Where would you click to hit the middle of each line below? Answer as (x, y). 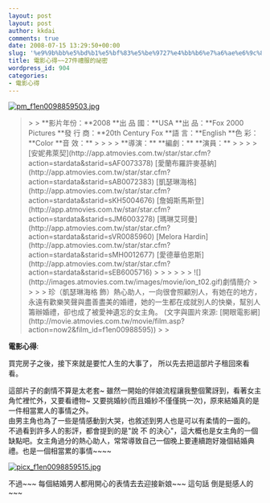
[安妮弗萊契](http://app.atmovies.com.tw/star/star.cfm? (119, 153)
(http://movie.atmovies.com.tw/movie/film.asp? (106, 321)
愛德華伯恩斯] (182, 254)
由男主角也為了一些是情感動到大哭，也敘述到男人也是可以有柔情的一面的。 (131, 420)
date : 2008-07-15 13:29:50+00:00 (64, 46)
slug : (17, 53)
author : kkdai (32, 31)
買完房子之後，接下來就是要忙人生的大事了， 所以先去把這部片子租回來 (125, 363)
